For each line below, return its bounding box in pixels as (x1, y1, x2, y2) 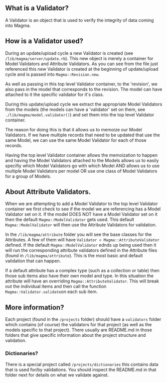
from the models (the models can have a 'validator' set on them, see (5, 106, 146, 112)
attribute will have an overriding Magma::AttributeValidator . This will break (5, 278, 160, 284)
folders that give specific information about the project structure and (5, 332, 146, 338)
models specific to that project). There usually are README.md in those (5, 327, 152, 333)
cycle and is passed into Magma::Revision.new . (5, 71, 100, 77)
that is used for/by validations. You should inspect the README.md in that (5, 367, 157, 373)
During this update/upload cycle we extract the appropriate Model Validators (5, 101, 163, 107)
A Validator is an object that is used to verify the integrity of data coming (5, 17, 154, 23)
